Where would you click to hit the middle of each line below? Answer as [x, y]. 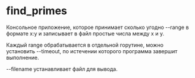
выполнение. [23, 57]
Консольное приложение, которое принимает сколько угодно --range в [97, 27]
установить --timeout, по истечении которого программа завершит [92, 51]
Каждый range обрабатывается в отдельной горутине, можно [85, 45]
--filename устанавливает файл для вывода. [62, 69]
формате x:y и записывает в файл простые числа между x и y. [85, 33]
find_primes [37, 11]
